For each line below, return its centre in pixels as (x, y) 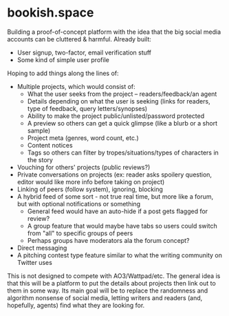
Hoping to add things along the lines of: (63, 73)
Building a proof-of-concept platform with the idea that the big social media (114, 32)
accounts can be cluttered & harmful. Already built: (79, 39)
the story (40, 159)
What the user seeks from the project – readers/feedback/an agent (122, 94)
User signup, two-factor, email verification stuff (84, 52)
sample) (39, 130)
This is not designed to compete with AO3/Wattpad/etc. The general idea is (114, 276)
